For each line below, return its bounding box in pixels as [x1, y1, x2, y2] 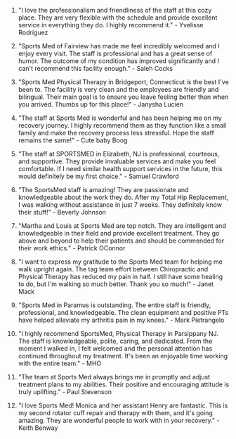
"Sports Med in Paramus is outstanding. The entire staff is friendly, [18, 301, 211, 309]
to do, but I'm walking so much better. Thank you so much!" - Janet [18, 280, 214, 288]
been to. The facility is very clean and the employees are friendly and [18, 86, 219, 93]
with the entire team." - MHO [18, 359, 102, 367]
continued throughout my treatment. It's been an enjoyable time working [18, 352, 228, 360]
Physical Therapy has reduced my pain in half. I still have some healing [18, 273, 223, 281]
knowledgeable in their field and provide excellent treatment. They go [18, 229, 220, 237]
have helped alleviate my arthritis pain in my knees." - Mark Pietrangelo [18, 316, 225, 324]
